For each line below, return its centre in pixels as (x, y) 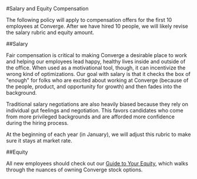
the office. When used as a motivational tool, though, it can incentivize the (96, 68)
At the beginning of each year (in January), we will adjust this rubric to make (98, 134)
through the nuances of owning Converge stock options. (74, 170)
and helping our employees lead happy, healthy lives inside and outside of (96, 62)
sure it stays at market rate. (39, 140)
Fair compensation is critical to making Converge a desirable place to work (96, 55)
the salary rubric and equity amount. (50, 32)
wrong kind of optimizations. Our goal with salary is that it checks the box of (98, 74)
